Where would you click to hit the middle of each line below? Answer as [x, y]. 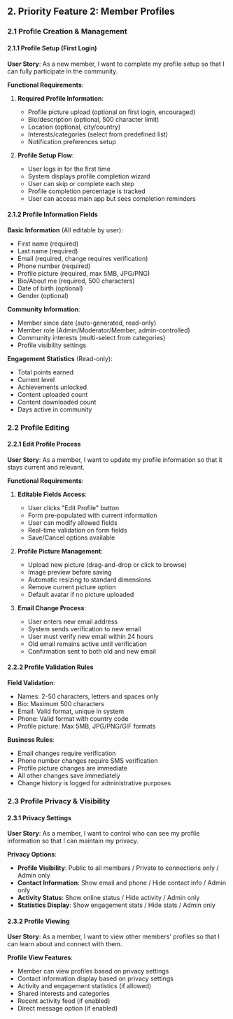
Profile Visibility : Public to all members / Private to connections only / [118, 868]
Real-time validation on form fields [77, 530]
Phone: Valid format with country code [73, 719]
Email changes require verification [66, 753]
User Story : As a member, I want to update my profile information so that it [115, 459]
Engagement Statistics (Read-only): [60, 358]
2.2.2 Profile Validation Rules [50, 667]
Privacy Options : [32, 855]
